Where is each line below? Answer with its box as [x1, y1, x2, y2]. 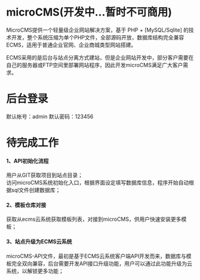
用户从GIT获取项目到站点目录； [6, 171, 84, 179]
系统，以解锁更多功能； [6, 267, 64, 275]
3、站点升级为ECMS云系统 [6, 238, 73, 245]
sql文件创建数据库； [11, 186, 61, 194]
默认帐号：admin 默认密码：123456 [6, 113, 94, 120]
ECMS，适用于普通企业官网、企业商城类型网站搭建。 [6, 41, 137, 48]
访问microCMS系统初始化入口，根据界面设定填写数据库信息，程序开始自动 [6, 179, 189, 186]
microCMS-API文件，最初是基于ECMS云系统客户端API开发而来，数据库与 [6, 252, 186, 260]
